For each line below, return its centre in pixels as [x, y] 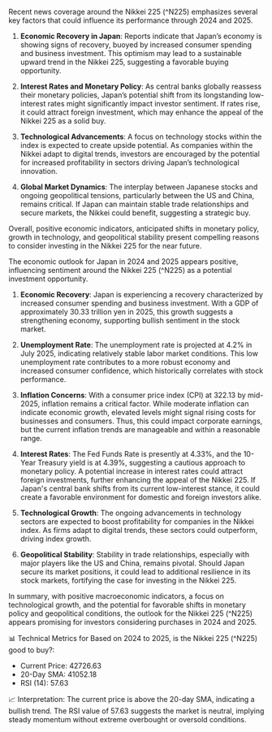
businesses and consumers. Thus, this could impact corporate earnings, [141, 421]
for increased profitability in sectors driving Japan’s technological [130, 162]
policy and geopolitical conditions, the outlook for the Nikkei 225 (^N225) [131, 613]
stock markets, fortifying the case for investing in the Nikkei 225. [128, 580]
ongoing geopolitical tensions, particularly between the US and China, [137, 195]
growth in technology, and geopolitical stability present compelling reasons [134, 237]
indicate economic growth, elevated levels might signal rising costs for [138, 412]
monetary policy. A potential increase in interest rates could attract [132, 471]
